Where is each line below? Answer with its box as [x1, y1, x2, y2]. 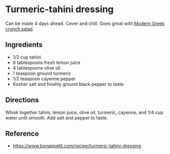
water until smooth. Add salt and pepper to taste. [5, 114, 108, 120]
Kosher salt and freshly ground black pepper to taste [12, 81, 124, 87]
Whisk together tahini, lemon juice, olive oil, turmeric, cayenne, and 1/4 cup [5, 109, 163, 115]
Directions [5, 96, 39, 105]
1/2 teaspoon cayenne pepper [12, 75, 76, 82]
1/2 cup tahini [12, 54, 41, 60]
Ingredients [5, 41, 43, 49]
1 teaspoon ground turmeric [12, 70, 71, 76]
